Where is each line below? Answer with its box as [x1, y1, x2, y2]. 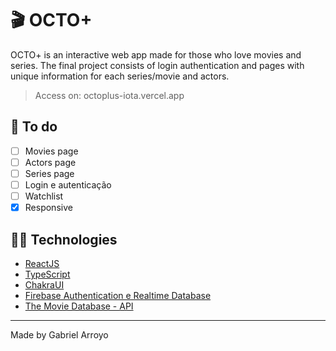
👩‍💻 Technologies [10, 231, 118, 248]
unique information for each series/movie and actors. [10, 70, 230, 82]
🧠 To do [10, 118, 58, 136]
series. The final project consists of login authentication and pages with [10, 59, 305, 71]
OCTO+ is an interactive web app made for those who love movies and [10, 48, 302, 61]
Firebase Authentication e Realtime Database [24, 289, 212, 301]
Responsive [24, 202, 73, 214]
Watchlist [24, 190, 64, 202]
